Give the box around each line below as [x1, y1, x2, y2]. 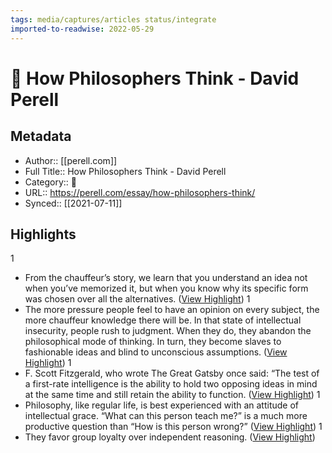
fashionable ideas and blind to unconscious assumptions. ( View [24, 346, 288, 358]
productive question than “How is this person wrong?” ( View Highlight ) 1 [24, 421, 323, 433]
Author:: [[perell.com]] [24, 154, 118, 166]
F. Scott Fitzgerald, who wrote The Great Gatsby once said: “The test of [24, 367, 320, 380]
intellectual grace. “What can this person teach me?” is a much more [24, 410, 308, 422]
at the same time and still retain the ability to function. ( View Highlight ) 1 [24, 389, 321, 401]
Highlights [10, 226, 77, 243]
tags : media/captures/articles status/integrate [10, 14, 217, 25]
